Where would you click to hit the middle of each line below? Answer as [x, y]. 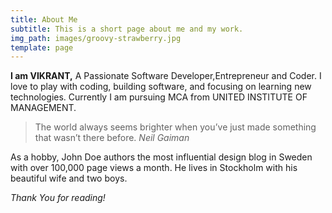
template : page [42, 47]
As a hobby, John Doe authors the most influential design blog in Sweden [161, 157]
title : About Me [44, 19]
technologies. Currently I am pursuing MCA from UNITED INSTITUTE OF [159, 97]
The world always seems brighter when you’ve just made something [175, 127]
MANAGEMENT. [43, 108]
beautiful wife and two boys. [69, 178]
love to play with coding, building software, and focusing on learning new [161, 87]
